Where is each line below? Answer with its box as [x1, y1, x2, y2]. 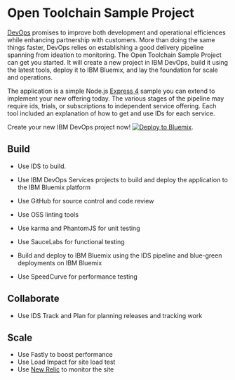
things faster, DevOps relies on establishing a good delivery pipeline [7, 43, 204, 51]
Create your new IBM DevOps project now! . [7, 122, 194, 131]
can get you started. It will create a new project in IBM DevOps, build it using [7, 58, 229, 66]
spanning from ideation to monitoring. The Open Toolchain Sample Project [7, 51, 222, 59]
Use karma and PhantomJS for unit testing [17, 224, 140, 232]
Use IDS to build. [17, 162, 67, 170]
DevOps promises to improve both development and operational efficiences [7, 28, 226, 37]
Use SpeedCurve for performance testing [17, 272, 138, 281]
